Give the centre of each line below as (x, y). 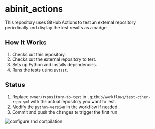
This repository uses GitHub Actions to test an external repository (70, 22)
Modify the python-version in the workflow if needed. (65, 107)
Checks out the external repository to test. (54, 59)
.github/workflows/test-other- (119, 97)
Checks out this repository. (39, 54)
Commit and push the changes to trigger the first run (65, 112)
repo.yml (21, 102)
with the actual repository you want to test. (73, 101)
